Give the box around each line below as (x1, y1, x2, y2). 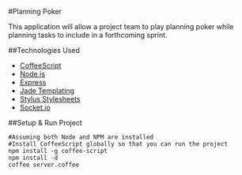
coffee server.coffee (8, 161, 80, 169)
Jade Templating (19, 86, 75, 95)
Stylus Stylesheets (19, 95, 81, 103)
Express (19, 78, 47, 87)
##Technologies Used (8, 46, 81, 54)
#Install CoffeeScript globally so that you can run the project (8, 140, 228, 148)
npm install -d (8, 154, 59, 162)
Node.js (19, 69, 46, 78)
